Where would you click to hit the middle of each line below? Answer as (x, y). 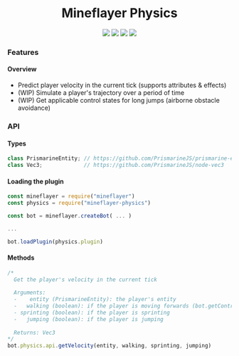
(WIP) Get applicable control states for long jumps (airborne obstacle (119, 101)
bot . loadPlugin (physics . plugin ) (55, 241)
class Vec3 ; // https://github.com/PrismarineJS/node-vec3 (116, 166)
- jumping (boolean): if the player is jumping (89, 319)
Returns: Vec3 (34, 332)
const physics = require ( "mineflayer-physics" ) (79, 203)
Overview (22, 69)
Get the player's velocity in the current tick (86, 280)
